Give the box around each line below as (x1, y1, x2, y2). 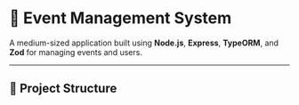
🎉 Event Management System (9, 8, 232, 28)
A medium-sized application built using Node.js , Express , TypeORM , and (9, 37, 279, 48)
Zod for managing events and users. (9, 46, 142, 57)
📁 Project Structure (9, 81, 117, 96)
